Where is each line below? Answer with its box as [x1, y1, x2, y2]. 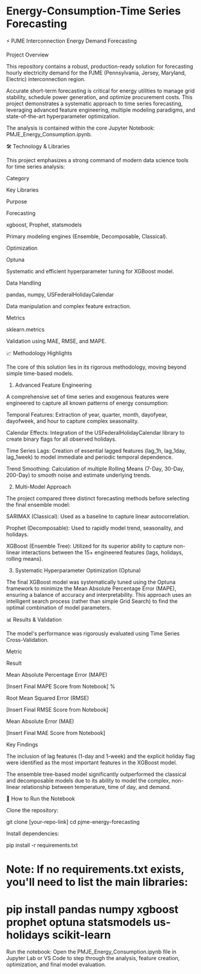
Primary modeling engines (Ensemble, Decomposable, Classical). [6, 232, 168, 240]
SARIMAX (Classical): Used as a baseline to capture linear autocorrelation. [6, 512, 190, 520]
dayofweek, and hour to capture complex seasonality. [6, 417, 139, 425]
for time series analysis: [6, 163, 65, 170]
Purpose [6, 198, 28, 205]
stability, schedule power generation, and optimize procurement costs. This [6, 93, 193, 100]
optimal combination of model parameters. [6, 603, 112, 611]
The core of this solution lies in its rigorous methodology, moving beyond [6, 363, 187, 371]
